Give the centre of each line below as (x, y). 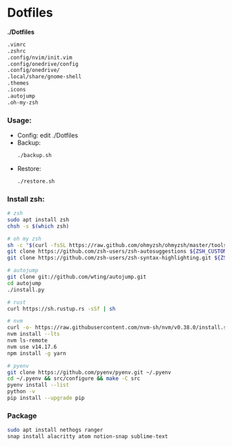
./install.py (26, 290)
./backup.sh (34, 155)
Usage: (20, 120)
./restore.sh (36, 181)
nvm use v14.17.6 (32, 347)
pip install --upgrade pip (46, 398)
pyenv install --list (38, 385)
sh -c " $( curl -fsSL (37, 245)
